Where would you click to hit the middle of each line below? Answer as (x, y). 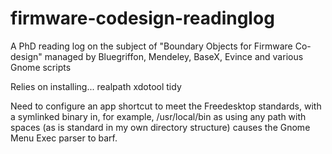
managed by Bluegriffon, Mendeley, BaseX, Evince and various (174, 56)
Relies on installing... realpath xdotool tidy (96, 86)
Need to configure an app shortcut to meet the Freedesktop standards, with (166, 106)
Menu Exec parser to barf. (64, 138)
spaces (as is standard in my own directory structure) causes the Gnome (160, 127)
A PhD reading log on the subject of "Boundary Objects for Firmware (151, 46)
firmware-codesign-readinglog (142, 18)
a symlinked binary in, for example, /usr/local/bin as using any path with (158, 116)
